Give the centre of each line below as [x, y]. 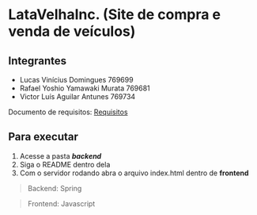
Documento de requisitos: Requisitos [68, 112]
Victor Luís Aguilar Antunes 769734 [77, 96]
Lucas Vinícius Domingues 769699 [76, 80]
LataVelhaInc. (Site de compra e [115, 15]
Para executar [43, 137]
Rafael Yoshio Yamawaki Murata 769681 [85, 88]
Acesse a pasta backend [60, 155]
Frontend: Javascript [61, 203]
